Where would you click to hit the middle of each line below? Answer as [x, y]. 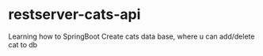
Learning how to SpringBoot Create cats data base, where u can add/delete [131, 36]
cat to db [23, 44]
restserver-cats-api [74, 15]
